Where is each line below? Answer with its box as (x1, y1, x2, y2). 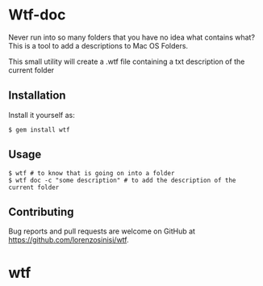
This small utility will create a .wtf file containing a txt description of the (8, 57, 245, 66)
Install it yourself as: (8, 110, 75, 120)
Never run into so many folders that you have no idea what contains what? (8, 32, 256, 42)
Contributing (8, 204, 74, 219)
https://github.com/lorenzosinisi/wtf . (8, 235, 129, 245)
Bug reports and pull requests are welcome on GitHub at (8, 226, 196, 236)
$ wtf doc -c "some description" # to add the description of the (8, 176, 236, 184)
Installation (8, 89, 66, 103)
